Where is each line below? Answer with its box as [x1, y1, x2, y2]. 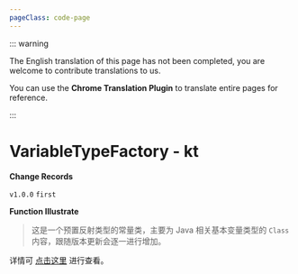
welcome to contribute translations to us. [9, 65, 161, 76]
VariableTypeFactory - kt [9, 141, 200, 161]
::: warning [9, 38, 50, 49]
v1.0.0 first [9, 190, 57, 199]
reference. [9, 92, 48, 103]
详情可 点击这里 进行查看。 [9, 254, 109, 266]
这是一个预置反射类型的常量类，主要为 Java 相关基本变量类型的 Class [31, 224, 290, 235]
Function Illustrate [9, 205, 79, 216]
